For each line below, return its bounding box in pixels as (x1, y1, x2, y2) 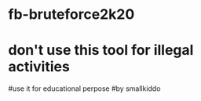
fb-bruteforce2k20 (8, 5, 135, 23)
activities (8, 58, 71, 76)
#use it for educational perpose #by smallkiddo (8, 84, 161, 93)
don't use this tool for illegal (8, 41, 194, 60)
